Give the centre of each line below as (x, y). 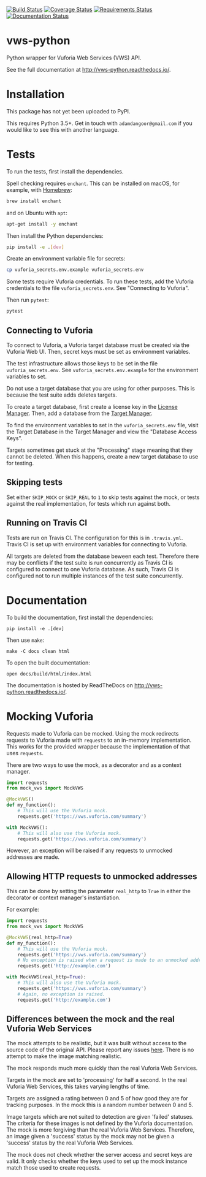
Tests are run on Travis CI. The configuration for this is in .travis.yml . (95, 538)
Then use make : (25, 640)
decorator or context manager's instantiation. (63, 897)
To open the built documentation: (48, 663)
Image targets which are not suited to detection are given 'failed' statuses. (100, 1117)
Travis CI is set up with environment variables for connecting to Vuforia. (97, 544)
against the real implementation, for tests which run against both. (88, 503)
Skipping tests (35, 482)
